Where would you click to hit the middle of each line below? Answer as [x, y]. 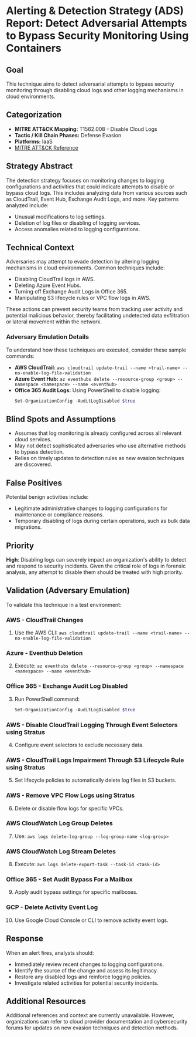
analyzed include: [27, 205]
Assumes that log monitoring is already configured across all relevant [98, 433]
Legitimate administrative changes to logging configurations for [91, 508]
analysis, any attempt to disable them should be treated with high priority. [94, 572]
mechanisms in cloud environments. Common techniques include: [85, 268]
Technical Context [40, 248]
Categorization [34, 115]
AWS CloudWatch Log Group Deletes [59, 823]
